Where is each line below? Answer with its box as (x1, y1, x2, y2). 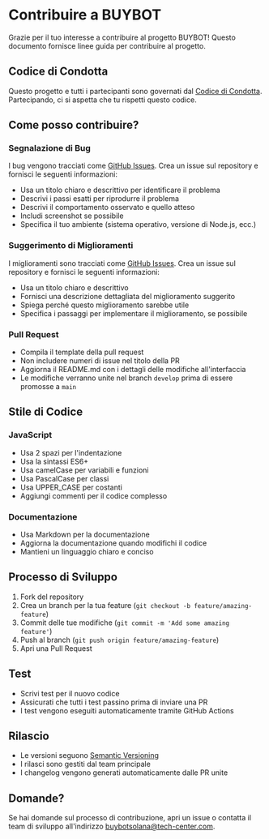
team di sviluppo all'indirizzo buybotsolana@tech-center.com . (8, 821, 216, 832)
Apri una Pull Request (19, 643, 92, 653)
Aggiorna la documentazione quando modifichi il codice (19, 538, 207, 548)
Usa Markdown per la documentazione (19, 529, 150, 540)
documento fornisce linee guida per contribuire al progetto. (8, 41, 207, 50)
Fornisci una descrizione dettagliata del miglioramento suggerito (19, 291, 236, 301)
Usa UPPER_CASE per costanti (19, 482, 123, 492)
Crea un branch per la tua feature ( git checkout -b (19, 600, 191, 610)
